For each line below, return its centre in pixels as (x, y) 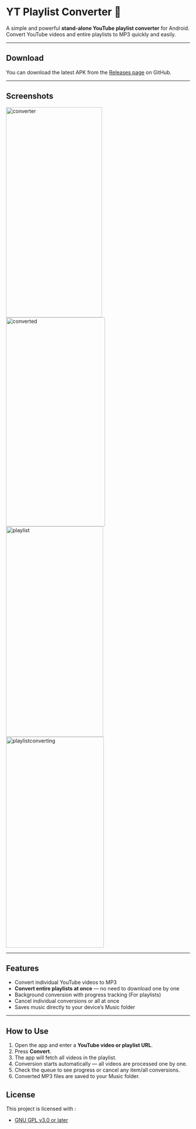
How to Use (27, 1031)
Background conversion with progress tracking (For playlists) (88, 995)
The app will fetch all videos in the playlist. (65, 1058)
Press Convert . (33, 1051)
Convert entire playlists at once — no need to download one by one (97, 989)
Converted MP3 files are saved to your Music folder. (77, 1076)
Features (22, 968)
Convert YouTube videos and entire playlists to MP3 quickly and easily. (91, 34)
